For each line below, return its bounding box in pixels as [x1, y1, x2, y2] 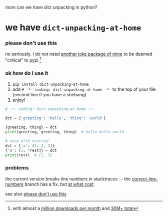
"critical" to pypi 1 [5, 56, 41, 63]
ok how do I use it [5, 70, 48, 77]
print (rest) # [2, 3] [5, 152, 52, 157]
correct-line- [131, 175, 158, 182]
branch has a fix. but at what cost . [24, 181, 95, 187]
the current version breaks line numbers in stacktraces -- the [5, 175, 131, 182]
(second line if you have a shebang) [12, 92, 86, 98]
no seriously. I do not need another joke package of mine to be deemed [5, 51, 152, 57]
